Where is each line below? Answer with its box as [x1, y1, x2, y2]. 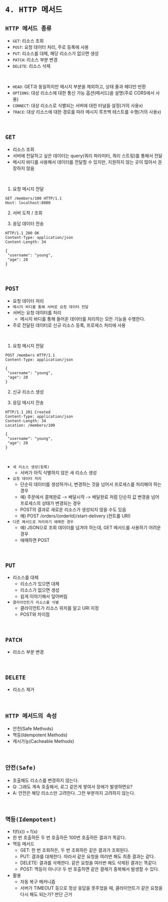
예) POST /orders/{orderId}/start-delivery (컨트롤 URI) [20, 513, 131, 519]
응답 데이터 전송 [12, 220, 44, 226]
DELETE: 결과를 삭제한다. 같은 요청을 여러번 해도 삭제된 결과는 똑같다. [20, 860, 158, 866]
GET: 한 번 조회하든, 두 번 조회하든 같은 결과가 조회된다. [20, 847, 130, 853]
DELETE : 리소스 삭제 [12, 63, 51, 69]
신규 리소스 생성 [12, 388, 44, 394]
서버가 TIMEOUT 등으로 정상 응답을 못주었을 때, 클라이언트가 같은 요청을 [20, 885, 163, 891]
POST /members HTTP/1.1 [5, 353, 55, 358]
